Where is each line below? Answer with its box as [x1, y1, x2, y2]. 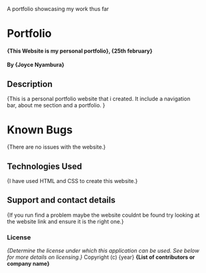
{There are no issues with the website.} [7, 143, 106, 151]
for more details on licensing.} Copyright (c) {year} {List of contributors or [7, 253, 195, 261]
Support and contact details [7, 195, 116, 206]
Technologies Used [7, 161, 82, 171]
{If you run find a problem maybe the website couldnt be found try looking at [7, 211, 200, 219]
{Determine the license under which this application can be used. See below [7, 247, 199, 255]
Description [7, 79, 53, 89]
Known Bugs [7, 123, 73, 137]
